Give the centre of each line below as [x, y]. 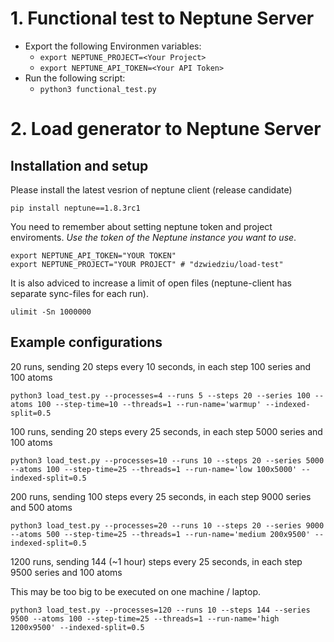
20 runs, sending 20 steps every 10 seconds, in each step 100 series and [161, 366]
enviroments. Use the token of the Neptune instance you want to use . [153, 237]
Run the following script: [75, 78]
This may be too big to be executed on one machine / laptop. [136, 591]
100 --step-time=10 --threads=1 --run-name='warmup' [149, 404]
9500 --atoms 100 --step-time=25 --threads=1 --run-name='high [145, 618]
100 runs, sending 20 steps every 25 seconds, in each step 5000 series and [166, 431]
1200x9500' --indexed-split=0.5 [77, 627]
